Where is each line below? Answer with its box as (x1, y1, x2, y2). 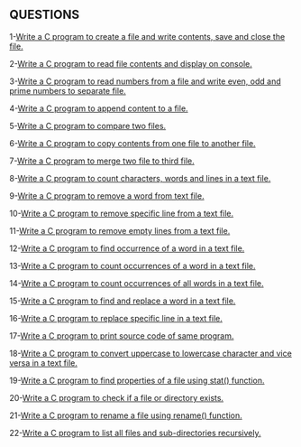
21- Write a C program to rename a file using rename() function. (9, 410, 243, 421)
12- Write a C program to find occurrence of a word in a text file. (9, 243, 245, 254)
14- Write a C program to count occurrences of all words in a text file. (9, 277, 264, 288)
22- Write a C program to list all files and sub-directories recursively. (9, 427, 261, 438)
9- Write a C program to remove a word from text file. (9, 190, 205, 201)
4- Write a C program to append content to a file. (9, 103, 188, 114)
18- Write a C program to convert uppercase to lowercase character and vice (9, 348, 293, 359)
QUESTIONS (9, 7, 79, 23)
